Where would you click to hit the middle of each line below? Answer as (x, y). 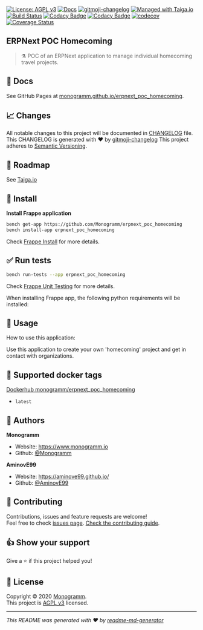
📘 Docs (20, 81)
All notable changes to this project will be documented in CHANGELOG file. (100, 133)
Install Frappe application (39, 213)
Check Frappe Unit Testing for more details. (61, 286)
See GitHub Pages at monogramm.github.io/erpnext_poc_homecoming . (95, 96)
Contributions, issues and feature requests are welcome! (77, 516)
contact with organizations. (40, 356)
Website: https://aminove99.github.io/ (62, 476)
